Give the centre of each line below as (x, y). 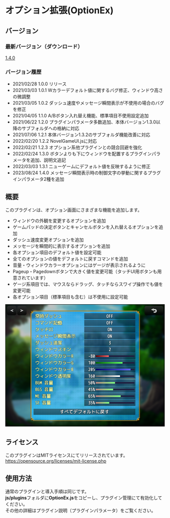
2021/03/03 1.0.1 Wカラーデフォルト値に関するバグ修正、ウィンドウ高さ (88, 90)
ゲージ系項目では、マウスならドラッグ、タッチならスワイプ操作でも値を (88, 284)
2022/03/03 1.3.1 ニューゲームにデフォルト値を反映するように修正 (81, 167)
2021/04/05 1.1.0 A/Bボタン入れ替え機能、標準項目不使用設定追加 (81, 116)
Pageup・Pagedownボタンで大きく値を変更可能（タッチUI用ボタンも (85, 271)
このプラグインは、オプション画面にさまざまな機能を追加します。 (74, 210)
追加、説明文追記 (48, 160)
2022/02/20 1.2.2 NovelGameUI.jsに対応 (55, 141)
